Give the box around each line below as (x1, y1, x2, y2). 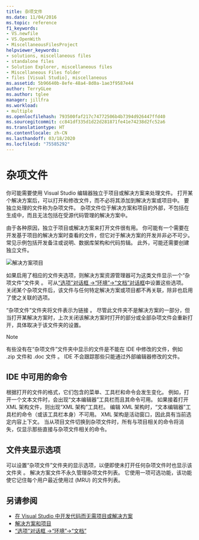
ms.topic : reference (6, 20, 57, 26)
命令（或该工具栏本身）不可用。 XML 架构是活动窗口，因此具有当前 (21, 411, 187, 418)
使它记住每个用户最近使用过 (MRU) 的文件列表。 (6, 477, 124, 484)
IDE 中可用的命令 (6, 371, 68, 382)
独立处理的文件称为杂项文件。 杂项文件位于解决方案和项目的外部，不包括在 (6, 204, 190, 211)
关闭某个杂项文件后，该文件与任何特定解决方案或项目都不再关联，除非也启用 (6, 286, 193, 294)
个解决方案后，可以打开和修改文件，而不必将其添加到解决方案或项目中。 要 (6, 196, 190, 204)
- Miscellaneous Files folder (6, 69, 81, 75)
